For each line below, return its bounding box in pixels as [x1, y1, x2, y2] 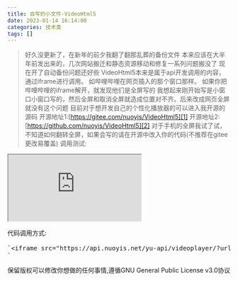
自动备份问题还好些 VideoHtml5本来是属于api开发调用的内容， [43, 68, 225, 77]
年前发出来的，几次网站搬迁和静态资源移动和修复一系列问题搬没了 [24, 60, 217, 68]
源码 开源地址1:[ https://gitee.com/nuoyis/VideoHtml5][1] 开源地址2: [24, 113, 220, 121]
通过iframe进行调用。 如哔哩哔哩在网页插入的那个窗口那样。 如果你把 [24, 77, 227, 86]
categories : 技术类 [7, 23, 62, 31]
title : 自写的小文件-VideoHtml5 [7, 10, 97, 18]
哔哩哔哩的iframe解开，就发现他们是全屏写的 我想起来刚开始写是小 [24, 86, 220, 94]
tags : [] [7, 30, 33, 38]
